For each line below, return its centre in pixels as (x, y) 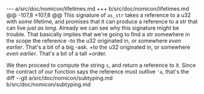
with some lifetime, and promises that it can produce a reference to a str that (102, 21)
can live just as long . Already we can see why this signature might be (93, 28)
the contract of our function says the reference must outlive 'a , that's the (98, 71)
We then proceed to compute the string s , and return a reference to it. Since (101, 65)
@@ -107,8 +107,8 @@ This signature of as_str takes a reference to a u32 (99, 15)
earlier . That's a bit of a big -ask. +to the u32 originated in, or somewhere (98, 47)
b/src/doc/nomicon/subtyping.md (49, 84)
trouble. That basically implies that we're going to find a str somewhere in (98, 34)
